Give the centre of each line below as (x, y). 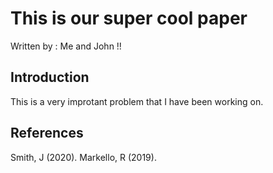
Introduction (50, 77)
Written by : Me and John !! (66, 46)
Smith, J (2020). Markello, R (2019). (83, 157)
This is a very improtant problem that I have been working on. (137, 101)
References (47, 133)
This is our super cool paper (129, 18)
